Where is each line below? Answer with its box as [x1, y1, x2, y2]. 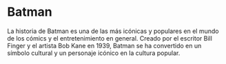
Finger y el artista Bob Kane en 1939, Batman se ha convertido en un [7, 41, 202, 50]
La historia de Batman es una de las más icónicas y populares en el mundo [7, 27, 219, 35]
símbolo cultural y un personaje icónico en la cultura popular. [7, 49, 181, 57]
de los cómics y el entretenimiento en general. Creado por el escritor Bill [7, 34, 212, 42]
